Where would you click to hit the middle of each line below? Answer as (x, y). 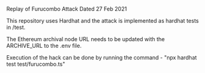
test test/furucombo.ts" (36, 64)
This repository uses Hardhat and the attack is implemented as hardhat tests (102, 21)
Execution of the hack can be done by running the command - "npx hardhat (102, 57)
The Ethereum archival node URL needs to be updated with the (86, 39)
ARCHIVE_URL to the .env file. (44, 46)
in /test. (16, 27)
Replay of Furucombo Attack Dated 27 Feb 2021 (67, 9)
